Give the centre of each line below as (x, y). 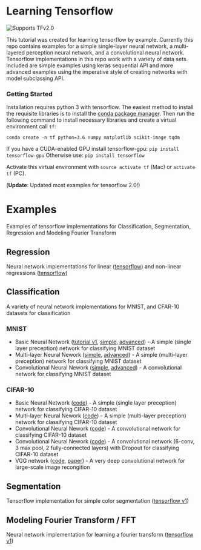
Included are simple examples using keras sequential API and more (90, 65)
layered (16, 52)
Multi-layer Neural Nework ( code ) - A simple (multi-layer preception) (100, 416)
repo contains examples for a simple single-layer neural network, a (90, 46)
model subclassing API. (35, 78)
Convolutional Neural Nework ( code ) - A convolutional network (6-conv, (105, 442)
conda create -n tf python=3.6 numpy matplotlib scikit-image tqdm (93, 137)
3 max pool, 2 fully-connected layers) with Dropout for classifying (97, 448)
